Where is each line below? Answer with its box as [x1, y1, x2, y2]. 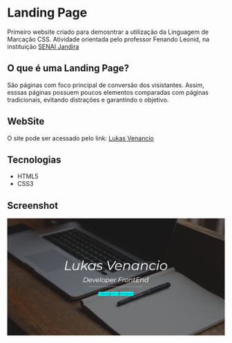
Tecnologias [7, 154, 61, 165]
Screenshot [7, 199, 59, 212]
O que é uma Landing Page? [7, 62, 130, 74]
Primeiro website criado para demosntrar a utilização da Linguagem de [7, 28, 209, 36]
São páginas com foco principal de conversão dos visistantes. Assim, [7, 81, 205, 89]
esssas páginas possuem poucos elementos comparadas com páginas [7, 88, 209, 96]
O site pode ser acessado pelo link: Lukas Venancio [7, 133, 154, 142]
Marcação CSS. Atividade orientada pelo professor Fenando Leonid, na [7, 35, 210, 43]
